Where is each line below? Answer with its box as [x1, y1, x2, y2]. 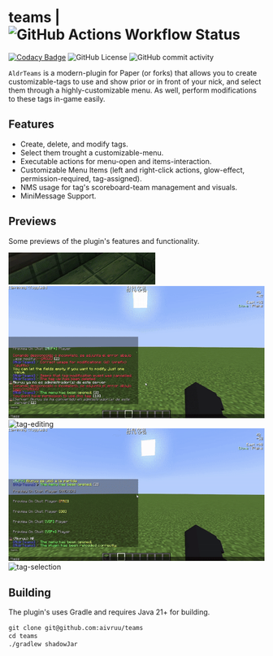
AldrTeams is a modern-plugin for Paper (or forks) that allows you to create [8, 67, 258, 77]
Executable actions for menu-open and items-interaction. [19, 156, 212, 166]
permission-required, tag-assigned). [19, 173, 142, 183]
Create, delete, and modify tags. [19, 139, 128, 149]
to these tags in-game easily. [8, 93, 106, 103]
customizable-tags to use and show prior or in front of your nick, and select [8, 76, 262, 86]
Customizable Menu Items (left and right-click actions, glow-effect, [19, 165, 245, 175]
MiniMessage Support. [19, 191, 97, 201]
